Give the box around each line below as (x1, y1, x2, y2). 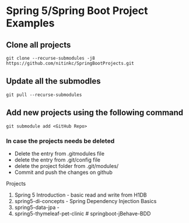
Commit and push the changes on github (14, 169, 113, 176)
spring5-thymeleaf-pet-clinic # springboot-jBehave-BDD (14, 210, 151, 217)
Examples (6, 16, 55, 30)
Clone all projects (6, 40, 71, 50)
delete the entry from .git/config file (14, 156, 101, 163)
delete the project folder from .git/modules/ (14, 162, 119, 169)
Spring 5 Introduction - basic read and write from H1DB (14, 191, 147, 198)
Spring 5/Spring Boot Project (6, 4, 148, 18)
